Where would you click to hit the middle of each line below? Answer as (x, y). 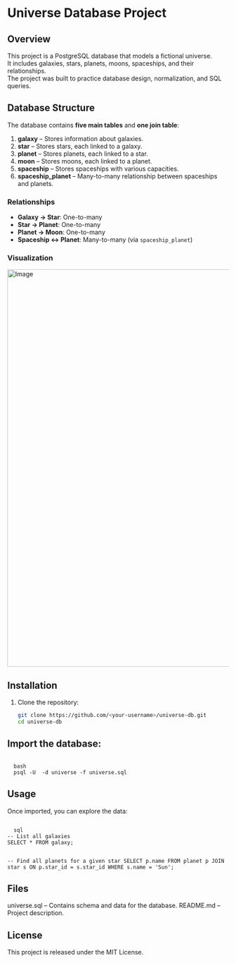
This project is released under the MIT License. (76, 952)
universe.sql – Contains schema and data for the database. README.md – (114, 906)
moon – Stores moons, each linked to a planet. (85, 161)
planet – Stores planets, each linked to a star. (83, 154)
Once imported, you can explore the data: (67, 811)
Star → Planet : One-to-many (59, 225)
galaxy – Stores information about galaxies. (80, 138)
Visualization (30, 258)
